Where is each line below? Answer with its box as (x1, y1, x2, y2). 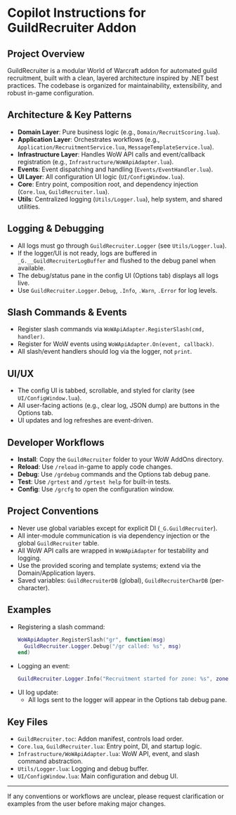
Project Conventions (7, 505, 99, 517)
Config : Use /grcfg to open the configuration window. (17, 485, 174, 493)
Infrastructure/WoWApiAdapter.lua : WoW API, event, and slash (17, 750, 200, 757)
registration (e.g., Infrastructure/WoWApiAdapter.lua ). (17, 157, 174, 166)
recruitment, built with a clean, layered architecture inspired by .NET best (7, 74, 219, 82)
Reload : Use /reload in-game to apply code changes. (17, 463, 173, 471)
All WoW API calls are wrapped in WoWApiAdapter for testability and (17, 546, 209, 555)
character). (17, 583, 51, 592)
